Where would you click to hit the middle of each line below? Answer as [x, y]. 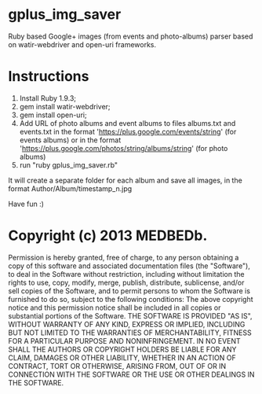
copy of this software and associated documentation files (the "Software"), [129, 266]
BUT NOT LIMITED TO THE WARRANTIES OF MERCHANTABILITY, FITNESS [130, 333]
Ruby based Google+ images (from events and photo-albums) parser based [131, 36]
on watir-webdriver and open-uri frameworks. [82, 44]
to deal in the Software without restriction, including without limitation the [126, 274]
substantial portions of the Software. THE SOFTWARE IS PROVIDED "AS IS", [130, 315]
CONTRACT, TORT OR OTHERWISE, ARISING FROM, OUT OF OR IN [117, 366]
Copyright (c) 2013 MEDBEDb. [108, 236]
